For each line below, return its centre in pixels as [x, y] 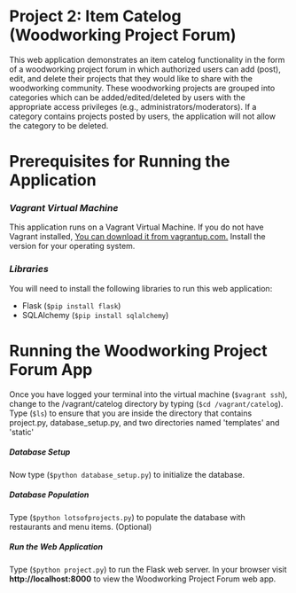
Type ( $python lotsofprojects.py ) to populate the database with [127, 517]
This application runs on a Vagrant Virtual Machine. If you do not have [136, 227]
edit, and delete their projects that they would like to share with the [131, 78]
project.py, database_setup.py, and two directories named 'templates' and [144, 422]
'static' [22, 432]
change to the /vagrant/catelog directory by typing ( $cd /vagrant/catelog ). [146, 403]
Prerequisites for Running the [120, 162]
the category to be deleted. [59, 125]
